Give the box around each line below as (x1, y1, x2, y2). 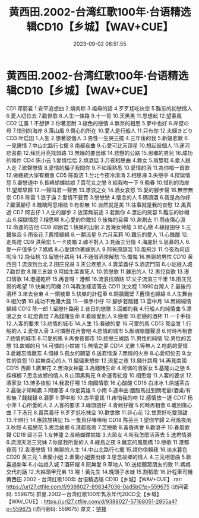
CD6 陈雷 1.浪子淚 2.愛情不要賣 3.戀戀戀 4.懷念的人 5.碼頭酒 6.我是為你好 (12, 193, 191, 201)
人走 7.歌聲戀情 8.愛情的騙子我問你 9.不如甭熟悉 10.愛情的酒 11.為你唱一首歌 (6, 164, 190, 171)
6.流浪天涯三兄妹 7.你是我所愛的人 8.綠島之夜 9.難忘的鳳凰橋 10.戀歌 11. (6, 438, 179, 446)
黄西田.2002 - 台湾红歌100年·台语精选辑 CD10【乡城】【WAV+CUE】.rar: (6, 475, 182, 482)
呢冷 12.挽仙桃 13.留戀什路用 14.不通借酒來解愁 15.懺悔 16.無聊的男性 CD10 (6, 253, 187, 260)
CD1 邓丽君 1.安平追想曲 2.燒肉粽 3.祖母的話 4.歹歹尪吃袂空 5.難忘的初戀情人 (6, 104, 192, 112)
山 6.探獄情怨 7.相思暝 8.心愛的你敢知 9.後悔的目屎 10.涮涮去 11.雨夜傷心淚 (6, 216, 186, 223)
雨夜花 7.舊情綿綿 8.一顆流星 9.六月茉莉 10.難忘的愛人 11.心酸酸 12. (27, 231, 189, 238)
